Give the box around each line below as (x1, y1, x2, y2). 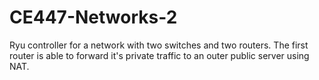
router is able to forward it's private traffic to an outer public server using (9, 49, 310, 61)
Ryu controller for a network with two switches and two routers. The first (9, 39, 309, 51)
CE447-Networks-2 (9, 6, 178, 29)
